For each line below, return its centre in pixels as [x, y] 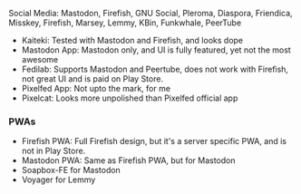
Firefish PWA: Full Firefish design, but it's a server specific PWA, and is [154, 141]
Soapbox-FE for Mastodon [71, 170]
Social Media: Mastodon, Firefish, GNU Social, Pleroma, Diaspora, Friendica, [150, 13]
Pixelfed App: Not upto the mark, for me [96, 88]
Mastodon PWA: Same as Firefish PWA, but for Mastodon [128, 160]
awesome [40, 59]
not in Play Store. [53, 151]
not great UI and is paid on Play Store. [92, 79]
